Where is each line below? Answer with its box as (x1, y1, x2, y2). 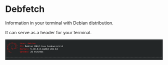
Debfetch (5, 3, 45, 15)
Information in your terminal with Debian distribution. (5, 20, 113, 26)
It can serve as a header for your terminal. (5, 29, 91, 35)
